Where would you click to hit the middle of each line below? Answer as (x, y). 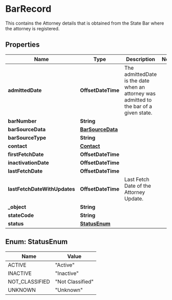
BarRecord (28, 9)
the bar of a (138, 106)
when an (135, 87)
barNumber (22, 121)
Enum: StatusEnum (37, 242)
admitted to (138, 99)
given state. (138, 112)
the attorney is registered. (33, 28)
